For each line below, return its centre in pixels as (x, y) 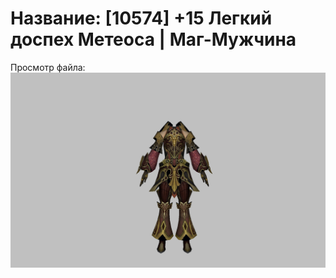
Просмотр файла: (48, 67)
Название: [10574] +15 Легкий (141, 18)
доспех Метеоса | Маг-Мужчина (153, 39)
